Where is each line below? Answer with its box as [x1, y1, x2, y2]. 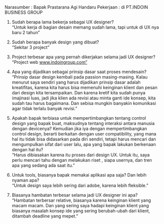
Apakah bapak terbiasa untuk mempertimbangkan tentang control [11, 115, 146, 121]
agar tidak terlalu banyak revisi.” [11, 106, 78, 111]
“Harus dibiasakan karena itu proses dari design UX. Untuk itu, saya [11, 152, 150, 158]
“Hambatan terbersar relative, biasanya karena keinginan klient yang [11, 197, 151, 203]
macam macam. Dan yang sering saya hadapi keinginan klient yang [11, 203, 149, 208]
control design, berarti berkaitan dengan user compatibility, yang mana [11, 131, 157, 136]
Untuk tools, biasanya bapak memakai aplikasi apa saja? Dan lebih [11, 172, 147, 178]
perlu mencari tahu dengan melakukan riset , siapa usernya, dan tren [11, 157, 152, 163]
